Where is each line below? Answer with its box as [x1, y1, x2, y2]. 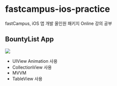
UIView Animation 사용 [12, 58, 58, 64]
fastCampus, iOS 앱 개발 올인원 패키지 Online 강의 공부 [5, 20, 112, 26]
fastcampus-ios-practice [5, 3, 110, 15]
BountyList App [5, 35, 54, 43]
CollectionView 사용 [12, 64, 52, 70]
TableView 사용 [12, 76, 43, 82]
